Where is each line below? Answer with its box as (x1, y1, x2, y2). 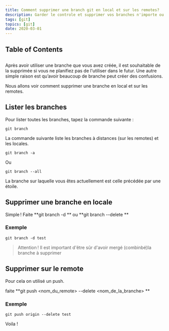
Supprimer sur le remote (5, 265, 83, 273)
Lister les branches (5, 103, 67, 112)
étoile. (5, 183, 18, 189)
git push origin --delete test (5, 312, 71, 317)
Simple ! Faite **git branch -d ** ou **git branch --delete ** (5, 211, 129, 217)
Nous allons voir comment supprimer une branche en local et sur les (5, 83, 148, 89)
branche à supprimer (17, 249, 62, 256)
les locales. (5, 140, 29, 146)
